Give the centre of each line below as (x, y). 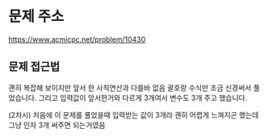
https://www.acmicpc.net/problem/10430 (77, 39)
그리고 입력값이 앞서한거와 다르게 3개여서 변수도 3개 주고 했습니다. (143, 98)
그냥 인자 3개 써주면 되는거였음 (57, 125)
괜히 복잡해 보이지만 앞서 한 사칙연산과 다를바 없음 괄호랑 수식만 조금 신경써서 (130, 87)
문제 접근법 (34, 66)
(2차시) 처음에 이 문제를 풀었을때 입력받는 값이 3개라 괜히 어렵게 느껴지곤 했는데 (134, 114)
